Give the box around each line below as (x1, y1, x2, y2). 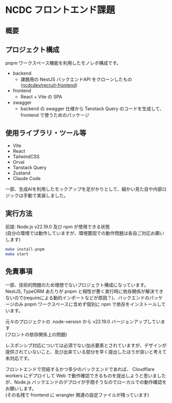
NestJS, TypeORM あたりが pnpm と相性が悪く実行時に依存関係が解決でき (5, 288, 164, 294)
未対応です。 (5, 355, 32, 361)
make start (5, 251, 29, 257)
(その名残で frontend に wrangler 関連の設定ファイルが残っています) (5, 392, 149, 398)
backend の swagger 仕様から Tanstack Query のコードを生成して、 (20, 106, 164, 112)
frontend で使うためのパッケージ (20, 112, 90, 118)
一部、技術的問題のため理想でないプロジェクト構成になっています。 (5, 282, 149, 288)
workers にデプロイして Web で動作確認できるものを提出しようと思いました (5, 372, 166, 378)
